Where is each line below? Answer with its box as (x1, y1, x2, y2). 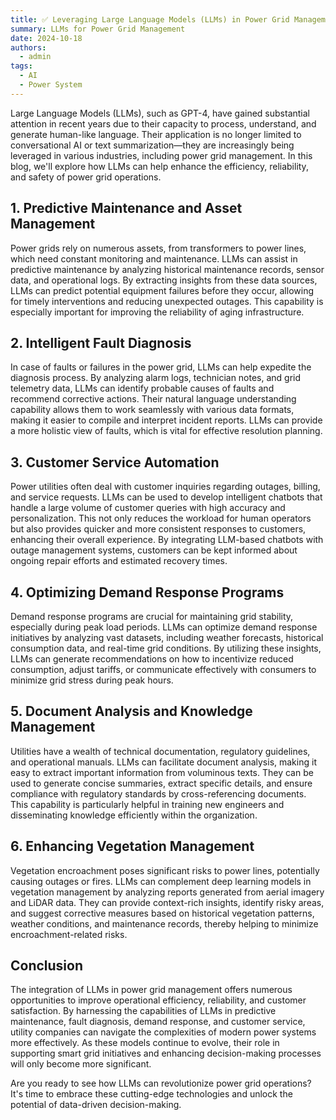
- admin (19, 52, 52, 62)
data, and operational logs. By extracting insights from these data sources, (10, 274, 318, 286)
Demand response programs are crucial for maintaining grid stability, (10, 611, 294, 622)
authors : (10, 42, 47, 53)
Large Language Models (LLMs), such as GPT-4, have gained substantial (10, 107, 310, 119)
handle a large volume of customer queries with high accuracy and (10, 502, 286, 514)
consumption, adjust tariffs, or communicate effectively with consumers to (10, 664, 317, 675)
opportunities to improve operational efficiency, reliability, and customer (10, 994, 307, 1006)
